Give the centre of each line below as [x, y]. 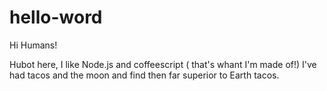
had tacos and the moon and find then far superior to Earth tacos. [144, 75]
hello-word [56, 17]
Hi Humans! [33, 45]
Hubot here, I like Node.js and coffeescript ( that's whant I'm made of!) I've [163, 64]
